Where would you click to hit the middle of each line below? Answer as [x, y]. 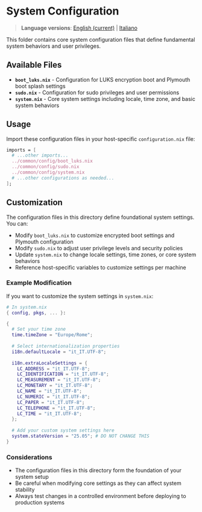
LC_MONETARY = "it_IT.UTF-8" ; [55, 386]
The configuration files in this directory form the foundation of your [98, 470]
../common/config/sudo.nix [46, 167]
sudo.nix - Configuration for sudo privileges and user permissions [97, 92]
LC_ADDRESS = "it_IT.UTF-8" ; [54, 369]
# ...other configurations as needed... [63, 178]
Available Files [34, 65]
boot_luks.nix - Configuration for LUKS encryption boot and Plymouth [103, 79]
